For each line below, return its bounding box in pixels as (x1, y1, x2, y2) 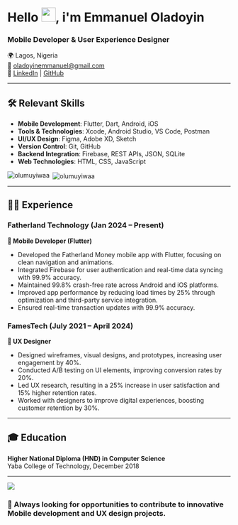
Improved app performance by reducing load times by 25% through (17, 288, 215, 296)
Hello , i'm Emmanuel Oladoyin (7, 9, 205, 26)
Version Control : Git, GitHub (17, 142, 101, 151)
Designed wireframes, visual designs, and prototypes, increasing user (17, 350, 222, 359)
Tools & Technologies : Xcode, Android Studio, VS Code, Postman (17, 127, 210, 136)
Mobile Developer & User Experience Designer (7, 35, 170, 45)
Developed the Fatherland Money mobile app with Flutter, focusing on (17, 250, 222, 259)
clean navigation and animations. (17, 258, 115, 266)
